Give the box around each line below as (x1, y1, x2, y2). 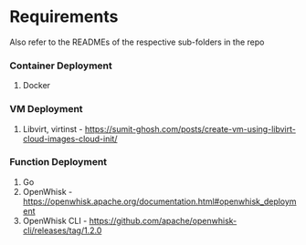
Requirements (9, 6, 119, 27)
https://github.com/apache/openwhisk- (89, 215, 237, 226)
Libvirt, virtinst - (22, 123, 84, 134)
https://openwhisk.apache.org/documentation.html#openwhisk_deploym (22, 196, 297, 207)
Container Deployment (9, 59, 112, 72)
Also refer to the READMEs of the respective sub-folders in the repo (9, 36, 265, 47)
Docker (22, 80, 51, 91)
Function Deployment (9, 156, 108, 168)
